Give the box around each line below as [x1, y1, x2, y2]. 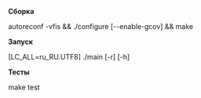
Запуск [8, 37, 34, 46]
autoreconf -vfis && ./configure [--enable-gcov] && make [8, 22, 194, 31]
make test [8, 82, 41, 92]
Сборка [8, 7, 35, 16]
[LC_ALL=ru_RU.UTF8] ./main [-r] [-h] [8, 53, 130, 61]
